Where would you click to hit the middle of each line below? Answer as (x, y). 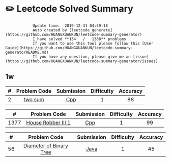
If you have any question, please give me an (81, 57)
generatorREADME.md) (27, 52)
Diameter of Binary (46, 145)
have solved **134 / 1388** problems (82, 39)
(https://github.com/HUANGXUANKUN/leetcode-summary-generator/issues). (83, 61)
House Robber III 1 (48, 123)
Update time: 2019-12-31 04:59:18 (70, 26)
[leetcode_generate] (91, 30)
